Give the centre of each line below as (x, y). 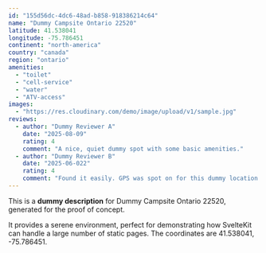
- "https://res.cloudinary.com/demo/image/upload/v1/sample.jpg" (126, 112)
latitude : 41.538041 (43, 30)
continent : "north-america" (55, 45)
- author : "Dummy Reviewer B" (65, 156)
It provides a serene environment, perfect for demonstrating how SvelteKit (130, 224)
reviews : (23, 119)
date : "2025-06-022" (57, 164)
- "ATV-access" (41, 97)
